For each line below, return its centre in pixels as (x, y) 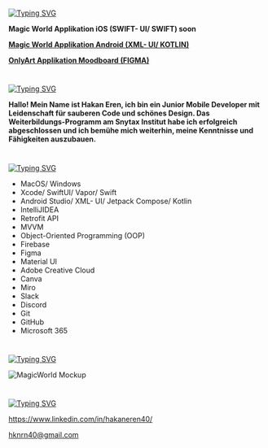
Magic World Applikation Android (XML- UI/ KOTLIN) (99, 45)
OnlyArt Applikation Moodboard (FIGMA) (79, 60)
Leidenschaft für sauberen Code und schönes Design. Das (109, 113)
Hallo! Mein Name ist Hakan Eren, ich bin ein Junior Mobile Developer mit (134, 105)
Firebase (35, 244)
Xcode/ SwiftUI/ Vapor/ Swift (68, 192)
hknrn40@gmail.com (44, 434)
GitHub (32, 322)
